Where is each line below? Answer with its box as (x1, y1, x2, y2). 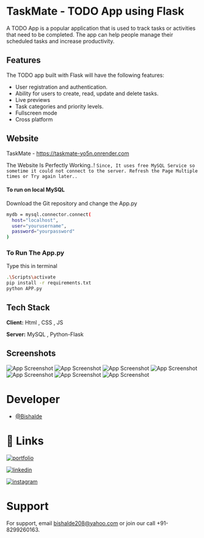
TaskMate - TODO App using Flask (6, 4, 184, 18)
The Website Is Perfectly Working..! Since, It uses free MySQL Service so (6, 161, 195, 169)
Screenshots (6, 348, 56, 358)
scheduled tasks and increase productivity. (6, 37, 115, 45)
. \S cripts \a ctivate (6, 274, 56, 280)
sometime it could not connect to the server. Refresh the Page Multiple (6, 168, 199, 174)
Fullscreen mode (15, 109, 58, 117)
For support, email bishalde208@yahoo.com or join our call (6, 519, 156, 526)
